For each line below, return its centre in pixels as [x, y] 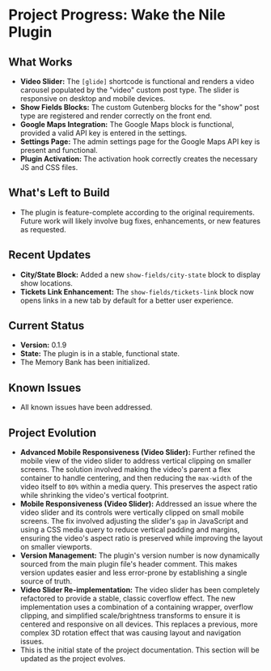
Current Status [47, 326]
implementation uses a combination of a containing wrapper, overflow [136, 607]
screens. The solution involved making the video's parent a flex [125, 469]
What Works [40, 62]
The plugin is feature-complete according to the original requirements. [137, 212]
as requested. [43, 229]
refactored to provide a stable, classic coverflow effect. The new [128, 599]
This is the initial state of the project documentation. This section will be [140, 650]
